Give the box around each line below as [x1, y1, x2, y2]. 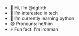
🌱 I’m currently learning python [10, 15, 74, 21]
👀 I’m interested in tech [10, 10, 58, 16]
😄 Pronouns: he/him [10, 20, 53, 26]
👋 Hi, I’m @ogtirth [10, 5, 47, 10]
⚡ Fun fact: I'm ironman [10, 26, 59, 32]
